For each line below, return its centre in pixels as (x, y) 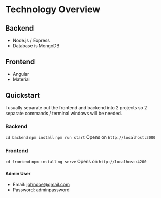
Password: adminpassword (41, 190)
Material (21, 79)
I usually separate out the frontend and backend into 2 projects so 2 (76, 107)
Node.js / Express (31, 40)
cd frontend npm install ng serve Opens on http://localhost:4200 (76, 162)
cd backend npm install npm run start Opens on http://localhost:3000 (80, 137)
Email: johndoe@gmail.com (41, 185)
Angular (21, 74)
